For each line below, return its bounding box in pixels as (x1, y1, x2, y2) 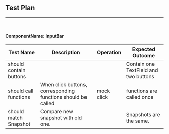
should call (8, 87, 34, 94)
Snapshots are (126, 111, 160, 118)
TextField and (126, 67, 158, 74)
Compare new (40, 108, 74, 115)
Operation (97, 49, 122, 56)
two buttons (126, 73, 155, 80)
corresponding (40, 87, 75, 94)
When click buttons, (40, 81, 87, 88)
